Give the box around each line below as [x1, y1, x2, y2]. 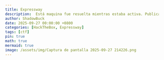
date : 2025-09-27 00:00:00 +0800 [5, 20, 73, 26]
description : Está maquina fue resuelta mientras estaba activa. [5, 12, 143, 16]
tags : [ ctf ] [5, 30, 29, 34]
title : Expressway [5, 7, 42, 12]
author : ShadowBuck [5, 16, 45, 21]
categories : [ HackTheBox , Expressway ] [5, 25, 84, 30]
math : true [5, 39, 27, 44]
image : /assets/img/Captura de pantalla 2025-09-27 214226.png [5, 47, 137, 52]
